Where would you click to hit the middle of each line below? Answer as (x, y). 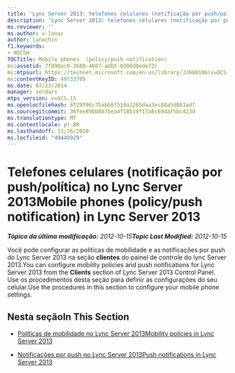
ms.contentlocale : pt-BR (43, 124)
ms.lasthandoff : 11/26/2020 (48, 131)
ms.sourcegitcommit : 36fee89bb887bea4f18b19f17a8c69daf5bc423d (101, 111)
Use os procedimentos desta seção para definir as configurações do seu (112, 280)
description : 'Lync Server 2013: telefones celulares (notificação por (114, 20)
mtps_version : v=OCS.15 (42, 99)
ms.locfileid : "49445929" (45, 137)
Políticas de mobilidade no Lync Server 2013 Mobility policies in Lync (116, 333)
